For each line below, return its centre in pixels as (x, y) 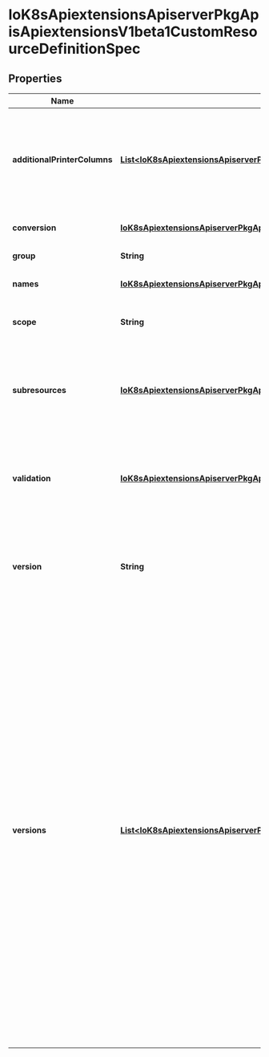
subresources (39, 390)
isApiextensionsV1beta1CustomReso (133, 32)
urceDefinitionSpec (74, 49)
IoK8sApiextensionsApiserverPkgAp (134, 15)
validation (32, 478)
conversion (34, 228)
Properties (35, 78)
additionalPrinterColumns (62, 160)
